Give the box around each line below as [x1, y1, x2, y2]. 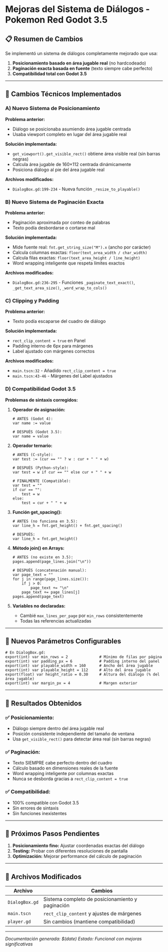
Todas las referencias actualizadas [19, 617, 91, 623]
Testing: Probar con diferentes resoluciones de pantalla [12, 848, 128, 854]
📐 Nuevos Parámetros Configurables [5, 636, 121, 645]
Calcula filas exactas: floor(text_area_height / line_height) [12, 254, 140, 260]
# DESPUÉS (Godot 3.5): [12, 429, 62, 434]
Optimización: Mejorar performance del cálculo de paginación [12, 853, 142, 859]
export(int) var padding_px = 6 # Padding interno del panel [5, 659, 160, 664]
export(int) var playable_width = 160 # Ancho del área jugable [5, 663, 153, 668]
